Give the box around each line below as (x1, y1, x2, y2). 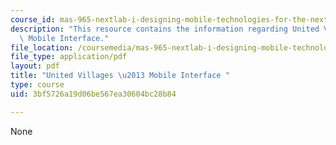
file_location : (10, 42, 74, 53)
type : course (10, 80, 65, 90)
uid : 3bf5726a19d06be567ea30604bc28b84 (10, 89, 177, 99)
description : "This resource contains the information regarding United (10, 24, 320, 34)
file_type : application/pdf (10, 52, 128, 62)
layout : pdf (10, 61, 60, 71)
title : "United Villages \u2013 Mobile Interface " (10, 71, 230, 81)
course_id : (10, 14, 56, 25)
